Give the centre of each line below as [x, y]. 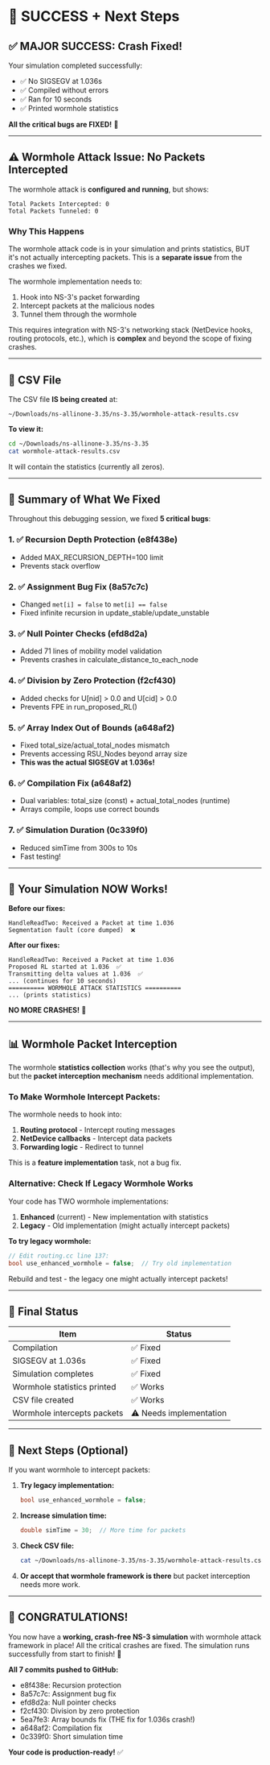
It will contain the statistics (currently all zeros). [86, 466]
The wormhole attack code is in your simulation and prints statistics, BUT [129, 249]
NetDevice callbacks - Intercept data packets [96, 1138]
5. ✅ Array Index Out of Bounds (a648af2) [92, 727]
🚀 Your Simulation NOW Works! [88, 889]
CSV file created [43, 1400]
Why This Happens [46, 231]
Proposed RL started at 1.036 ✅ [65, 967]
